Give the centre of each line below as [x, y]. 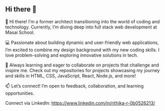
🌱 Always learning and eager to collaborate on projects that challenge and [82, 65]
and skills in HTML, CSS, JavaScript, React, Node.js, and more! [71, 76]
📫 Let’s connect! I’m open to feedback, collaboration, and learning [74, 86]
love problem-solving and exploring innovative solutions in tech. [72, 55]
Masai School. [20, 32]
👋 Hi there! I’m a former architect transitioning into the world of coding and [82, 21]
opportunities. [20, 93]
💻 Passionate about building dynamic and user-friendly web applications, [82, 42]
